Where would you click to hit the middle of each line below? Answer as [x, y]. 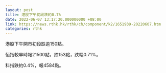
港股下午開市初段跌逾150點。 [36, 44]
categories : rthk [24, 29]
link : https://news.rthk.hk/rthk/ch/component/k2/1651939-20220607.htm [83, 24]
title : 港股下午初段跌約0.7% [33, 15]
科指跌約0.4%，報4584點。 [34, 65]
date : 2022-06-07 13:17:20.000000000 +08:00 [53, 19]
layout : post [19, 10]
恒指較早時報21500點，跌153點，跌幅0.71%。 [53, 55]
